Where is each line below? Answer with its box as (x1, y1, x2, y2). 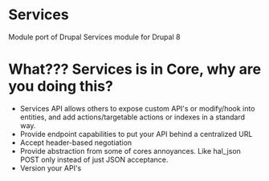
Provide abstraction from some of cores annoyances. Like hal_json (19, 146, 241, 155)
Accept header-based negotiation (19, 138, 132, 147)
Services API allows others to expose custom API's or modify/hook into (19, 103, 255, 113)
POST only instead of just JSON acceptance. (19, 155, 169, 164)
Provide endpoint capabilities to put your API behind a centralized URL (19, 129, 253, 139)
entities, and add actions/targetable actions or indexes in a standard (19, 112, 246, 122)
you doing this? (8, 78, 114, 95)
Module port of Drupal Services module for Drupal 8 (8, 32, 181, 42)
